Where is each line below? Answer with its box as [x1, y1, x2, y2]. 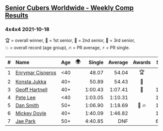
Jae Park [15, 117, 36, 124]
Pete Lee [15, 94, 36, 101]
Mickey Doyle [15, 110, 47, 116]
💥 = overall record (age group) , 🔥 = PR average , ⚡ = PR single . [5, 45, 130, 50]
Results [5, 12, 29, 20]
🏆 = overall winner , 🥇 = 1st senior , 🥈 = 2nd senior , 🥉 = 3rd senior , [5, 37, 135, 43]
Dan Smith [15, 102, 39, 109]
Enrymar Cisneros [15, 69, 57, 76]
